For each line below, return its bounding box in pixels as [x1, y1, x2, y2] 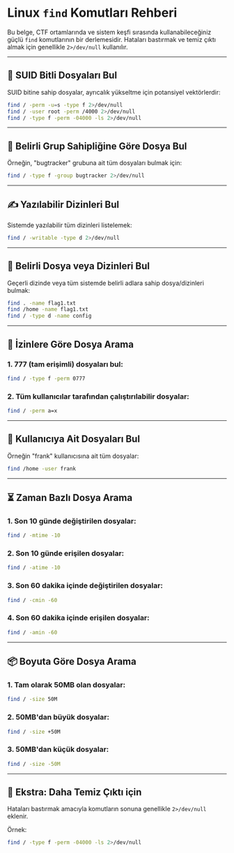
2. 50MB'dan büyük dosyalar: [7, 712, 110, 722]
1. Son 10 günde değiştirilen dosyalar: [7, 516, 136, 525]
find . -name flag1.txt [7, 300, 77, 307]
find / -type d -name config [7, 312, 92, 320]
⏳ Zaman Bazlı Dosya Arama [7, 492, 133, 503]
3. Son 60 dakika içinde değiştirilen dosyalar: [7, 581, 164, 590]
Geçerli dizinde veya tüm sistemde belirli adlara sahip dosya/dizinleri [7, 279, 204, 287]
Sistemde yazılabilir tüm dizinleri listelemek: [7, 221, 132, 229]
